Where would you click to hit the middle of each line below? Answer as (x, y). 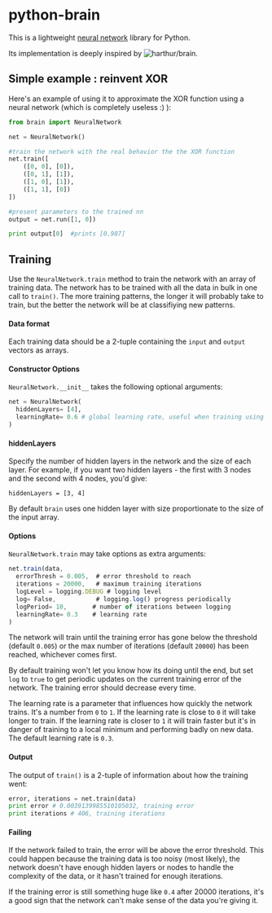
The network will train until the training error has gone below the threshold (133, 638)
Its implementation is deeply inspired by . (103, 53)
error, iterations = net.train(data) (72, 799)
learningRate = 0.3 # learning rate (82, 614)
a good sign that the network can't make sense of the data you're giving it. (134, 901)
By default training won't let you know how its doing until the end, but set (131, 670)
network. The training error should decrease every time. (103, 688)
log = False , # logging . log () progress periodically (123, 599)
